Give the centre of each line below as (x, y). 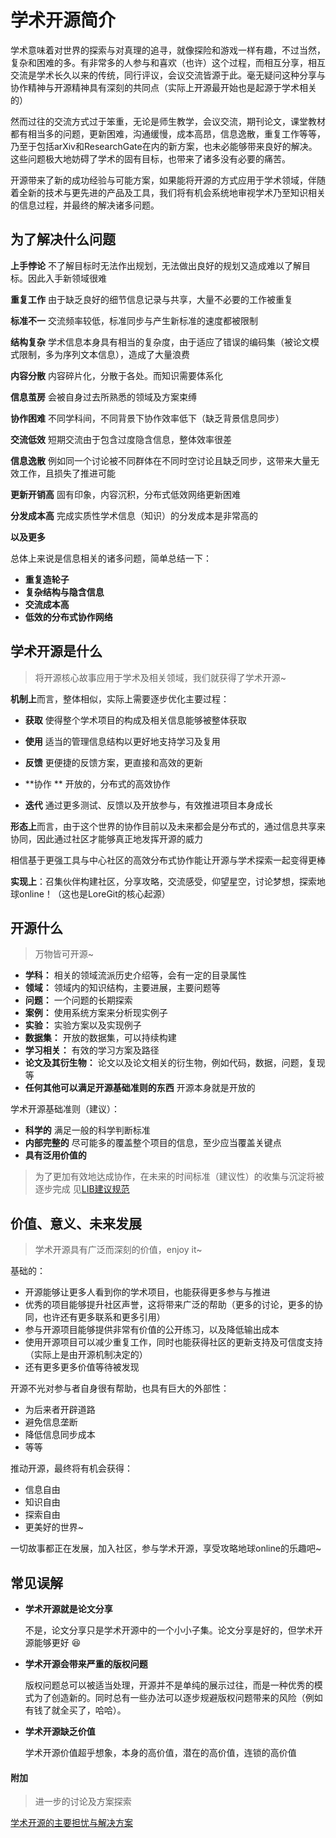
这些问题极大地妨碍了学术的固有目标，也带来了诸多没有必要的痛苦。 (150, 158)
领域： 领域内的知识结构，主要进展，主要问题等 (122, 988)
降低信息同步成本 (60, 1435)
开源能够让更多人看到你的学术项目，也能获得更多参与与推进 (147, 1292)
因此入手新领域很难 (67, 278)
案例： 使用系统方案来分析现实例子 (96, 1013)
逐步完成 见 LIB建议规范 (82, 1189)
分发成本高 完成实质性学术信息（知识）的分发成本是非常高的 (134, 515)
